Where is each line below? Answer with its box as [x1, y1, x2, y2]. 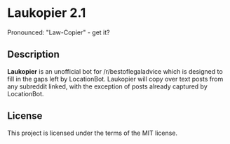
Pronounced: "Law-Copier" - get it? [7, 28, 110, 37]
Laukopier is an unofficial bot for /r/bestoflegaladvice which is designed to [7, 67, 223, 75]
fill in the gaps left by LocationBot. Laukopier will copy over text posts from [7, 74, 224, 83]
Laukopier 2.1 [7, 5, 86, 21]
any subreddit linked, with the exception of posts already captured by [7, 82, 208, 91]
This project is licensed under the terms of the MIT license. [7, 129, 177, 137]
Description [7, 48, 60, 60]
